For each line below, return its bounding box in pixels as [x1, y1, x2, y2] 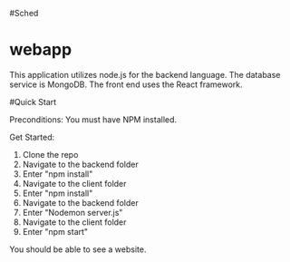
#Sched [9, 8, 39, 18]
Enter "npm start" [22, 226, 89, 237]
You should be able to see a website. [9, 244, 147, 255]
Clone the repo [22, 149, 79, 160]
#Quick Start [9, 96, 57, 107]
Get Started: [9, 131, 55, 142]
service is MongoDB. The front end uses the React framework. [9, 79, 243, 90]
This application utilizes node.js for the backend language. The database [9, 69, 281, 80]
